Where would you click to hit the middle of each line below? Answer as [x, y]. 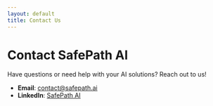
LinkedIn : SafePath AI [49, 95]
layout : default [31, 14]
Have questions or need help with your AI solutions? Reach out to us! [107, 74]
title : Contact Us [34, 20]
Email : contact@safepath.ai [57, 88]
